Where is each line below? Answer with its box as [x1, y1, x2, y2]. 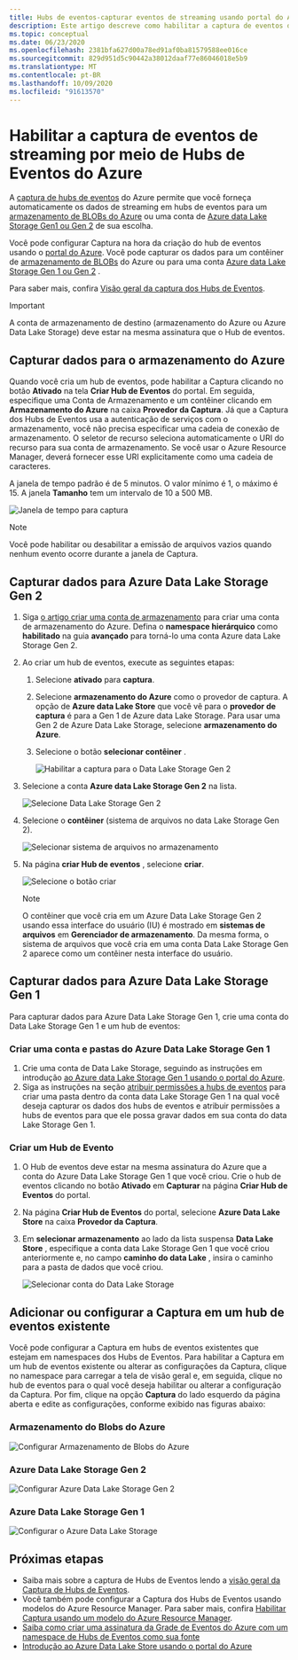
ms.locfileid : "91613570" [9, 87, 105, 96]
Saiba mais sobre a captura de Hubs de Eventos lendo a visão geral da [21, 1575, 281, 1586]
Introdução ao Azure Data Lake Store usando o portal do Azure [21, 1640, 253, 1651]
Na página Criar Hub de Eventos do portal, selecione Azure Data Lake [21, 1207, 281, 1218]
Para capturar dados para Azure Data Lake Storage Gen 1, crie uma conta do [9, 1011, 289, 1022]
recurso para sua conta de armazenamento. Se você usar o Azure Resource [9, 442, 286, 453]
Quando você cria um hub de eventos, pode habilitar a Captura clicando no [9, 376, 284, 387]
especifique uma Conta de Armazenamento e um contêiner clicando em [9, 395, 272, 406]
